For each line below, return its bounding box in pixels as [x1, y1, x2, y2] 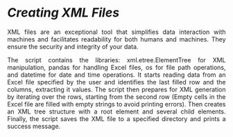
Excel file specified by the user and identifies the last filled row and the [7, 77, 226, 86]
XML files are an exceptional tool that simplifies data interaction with [7, 28, 226, 36]
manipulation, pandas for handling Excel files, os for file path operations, [7, 63, 226, 71]
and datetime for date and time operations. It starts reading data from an [7, 71, 226, 79]
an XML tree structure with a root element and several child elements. [7, 107, 226, 116]
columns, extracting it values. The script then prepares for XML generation [7, 85, 226, 93]
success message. [7, 122, 61, 130]
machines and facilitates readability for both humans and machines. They [7, 35, 226, 43]
